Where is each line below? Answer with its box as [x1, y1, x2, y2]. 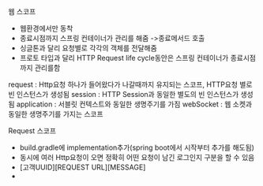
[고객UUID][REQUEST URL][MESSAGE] [19, 162, 146, 172]
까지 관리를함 [19, 63, 61, 73]
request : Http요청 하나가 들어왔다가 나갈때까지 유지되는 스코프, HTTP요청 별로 [8, 80, 253, 89]
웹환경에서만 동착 [19, 24, 73, 33]
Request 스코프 [8, 126, 57, 136]
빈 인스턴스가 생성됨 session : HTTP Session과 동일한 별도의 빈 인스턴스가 [8, 90, 239, 99]
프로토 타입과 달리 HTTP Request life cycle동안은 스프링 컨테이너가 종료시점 [19, 54, 257, 62]
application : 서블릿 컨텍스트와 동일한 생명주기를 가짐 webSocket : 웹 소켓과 [16, 99, 253, 109]
